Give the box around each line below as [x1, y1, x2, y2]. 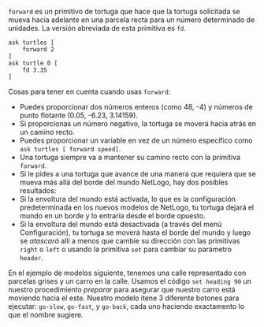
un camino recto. [19, 128, 75, 136]
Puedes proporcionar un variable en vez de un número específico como [19, 136, 253, 145]
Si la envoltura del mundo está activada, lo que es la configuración [19, 195, 236, 203]
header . [19, 253, 43, 262]
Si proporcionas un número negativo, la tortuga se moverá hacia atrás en [19, 119, 257, 128]
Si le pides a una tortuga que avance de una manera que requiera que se [19, 169, 256, 178]
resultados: [19, 186, 57, 195]
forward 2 [22, 46, 55, 54]
